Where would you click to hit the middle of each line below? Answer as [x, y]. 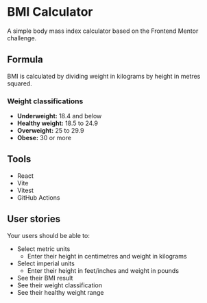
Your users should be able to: [49, 235]
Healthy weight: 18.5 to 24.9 [57, 123]
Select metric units [44, 249]
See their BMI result [45, 278]
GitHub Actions [38, 197]
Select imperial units [46, 263]
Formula [25, 60]
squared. [20, 83]
